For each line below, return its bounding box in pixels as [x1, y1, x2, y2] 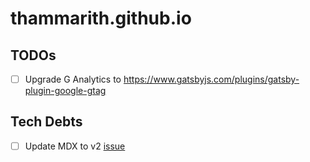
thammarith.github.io [10, 7, 192, 30]
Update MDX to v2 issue [24, 140, 126, 152]
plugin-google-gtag [24, 85, 107, 97]
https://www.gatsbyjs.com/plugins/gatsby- [123, 73, 300, 85]
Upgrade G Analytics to [24, 73, 122, 85]
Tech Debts [10, 113, 83, 131]
